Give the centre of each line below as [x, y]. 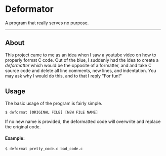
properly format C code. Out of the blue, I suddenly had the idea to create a [82, 60]
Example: [15, 138]
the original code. [23, 127]
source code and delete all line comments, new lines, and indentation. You [81, 71]
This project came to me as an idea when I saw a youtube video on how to [81, 55]
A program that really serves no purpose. [47, 23]
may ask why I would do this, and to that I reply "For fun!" [63, 76]
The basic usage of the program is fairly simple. [54, 103]
